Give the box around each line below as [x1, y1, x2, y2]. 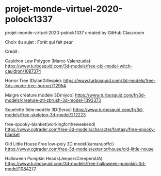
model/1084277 [5, 166, 36, 172]
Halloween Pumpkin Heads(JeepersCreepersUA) [5, 155, 103, 161]
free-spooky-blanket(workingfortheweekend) [5, 121, 96, 127]
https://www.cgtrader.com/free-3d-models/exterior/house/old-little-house [5, 146, 154, 152]
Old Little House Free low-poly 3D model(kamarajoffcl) [5, 141, 114, 146]
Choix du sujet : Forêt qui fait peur [5, 39, 73, 45]
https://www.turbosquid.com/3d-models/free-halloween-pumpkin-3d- [5, 160, 146, 166]
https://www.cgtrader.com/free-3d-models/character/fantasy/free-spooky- [5, 126, 156, 132]
